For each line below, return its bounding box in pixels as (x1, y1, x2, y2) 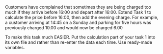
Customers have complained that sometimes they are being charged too (5, 4, 151, 10)
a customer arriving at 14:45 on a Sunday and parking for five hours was (5, 19, 152, 25)
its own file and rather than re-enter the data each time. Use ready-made (5, 39, 152, 45)
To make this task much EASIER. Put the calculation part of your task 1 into (5, 34, 156, 40)
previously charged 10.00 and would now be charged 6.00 (5, 25, 123, 31)
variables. (5, 45, 25, 50)
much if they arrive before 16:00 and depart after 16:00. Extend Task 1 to (5, 9, 151, 15)
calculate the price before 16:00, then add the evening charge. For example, (5, 15, 159, 20)
